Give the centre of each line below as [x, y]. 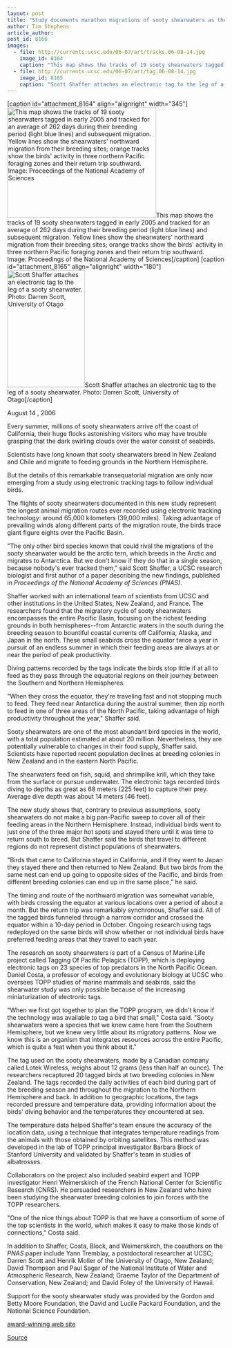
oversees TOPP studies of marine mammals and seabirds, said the [101, 982]
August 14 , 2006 [32, 413]
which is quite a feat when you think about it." [72, 1047]
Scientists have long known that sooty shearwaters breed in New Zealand [112, 455]
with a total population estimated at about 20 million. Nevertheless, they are [115, 739]
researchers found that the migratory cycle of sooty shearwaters [99, 611]
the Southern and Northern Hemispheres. [66, 683]
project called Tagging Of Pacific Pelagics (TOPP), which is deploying [106, 960]
